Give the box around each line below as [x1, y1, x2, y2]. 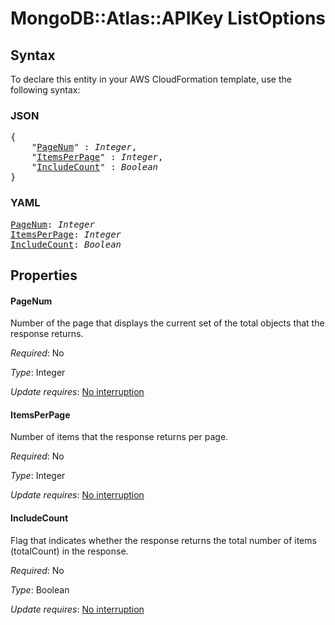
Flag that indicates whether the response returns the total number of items [10, 534, 317, 546]
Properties [10, 267, 78, 284]
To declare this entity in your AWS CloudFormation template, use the [10, 73, 292, 85]
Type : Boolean [10, 583, 70, 596]
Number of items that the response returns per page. [10, 431, 229, 443]
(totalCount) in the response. [10, 545, 129, 557]
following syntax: [10, 84, 81, 96]
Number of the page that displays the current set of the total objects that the [10, 317, 325, 329]
